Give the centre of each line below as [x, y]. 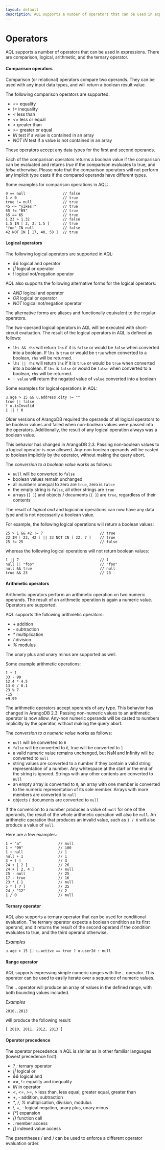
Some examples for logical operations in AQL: [51, 388]
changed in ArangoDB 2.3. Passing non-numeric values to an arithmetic [78, 713]
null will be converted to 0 [39, 742]
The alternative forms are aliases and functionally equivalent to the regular [81, 313]
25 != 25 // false [62, 542]
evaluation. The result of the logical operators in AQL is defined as [86, 332]
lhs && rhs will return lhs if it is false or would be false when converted [86, 347]
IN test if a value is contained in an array [53, 135]
